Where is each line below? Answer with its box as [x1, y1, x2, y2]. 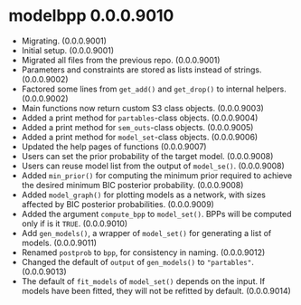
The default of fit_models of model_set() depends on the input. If [21, 275, 266, 286]
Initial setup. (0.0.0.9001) [21, 44, 115, 55]
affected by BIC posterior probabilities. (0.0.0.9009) [21, 198, 214, 209]
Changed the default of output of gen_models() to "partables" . [21, 256, 254, 267]
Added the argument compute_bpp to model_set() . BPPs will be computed [21, 208, 292, 219]
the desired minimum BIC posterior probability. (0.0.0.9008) [21, 179, 244, 190]
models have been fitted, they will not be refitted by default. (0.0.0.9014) [21, 285, 291, 296]
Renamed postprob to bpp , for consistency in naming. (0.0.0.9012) [21, 246, 266, 258]
